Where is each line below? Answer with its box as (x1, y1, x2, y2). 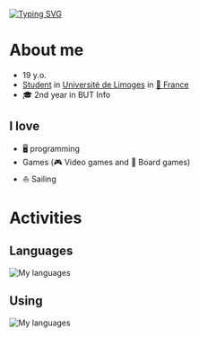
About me (9, 40, 84, 60)
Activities (9, 208, 82, 228)
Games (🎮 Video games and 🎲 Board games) (22, 156, 191, 167)
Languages (9, 244, 74, 259)
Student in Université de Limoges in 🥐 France (22, 79, 190, 90)
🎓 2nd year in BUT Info (22, 89, 111, 100)
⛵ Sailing (22, 173, 56, 184)
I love (9, 119, 40, 134)
